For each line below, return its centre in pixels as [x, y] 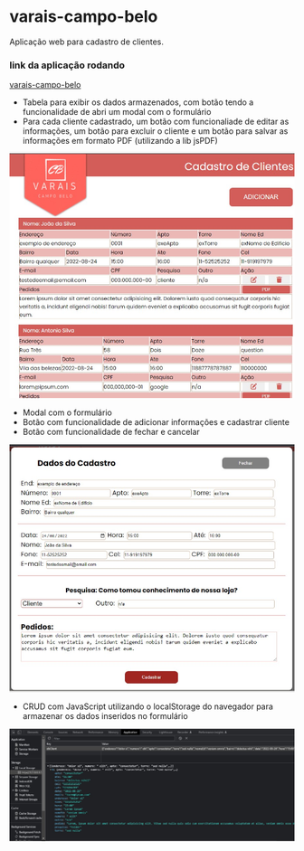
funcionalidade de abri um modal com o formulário [117, 112]
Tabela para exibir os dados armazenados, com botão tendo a [138, 102]
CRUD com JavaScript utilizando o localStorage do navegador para [148, 706]
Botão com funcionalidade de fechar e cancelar [111, 432]
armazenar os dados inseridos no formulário [105, 716]
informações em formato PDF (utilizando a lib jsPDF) [120, 141]
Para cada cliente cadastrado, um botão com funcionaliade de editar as [156, 122]
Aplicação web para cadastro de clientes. [87, 42]
